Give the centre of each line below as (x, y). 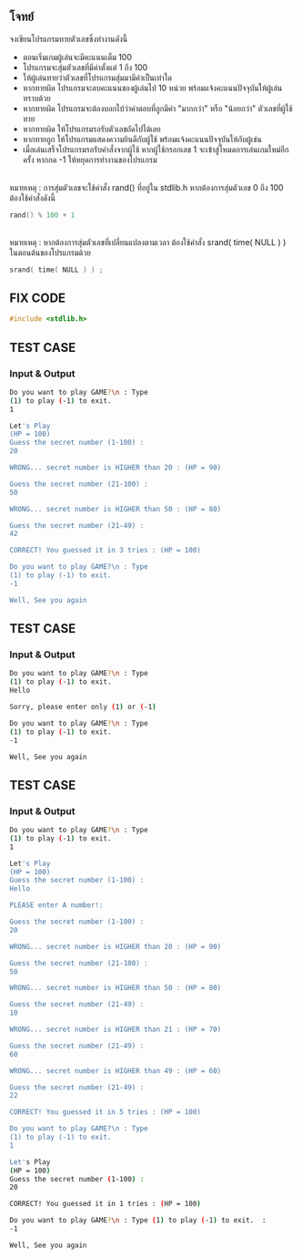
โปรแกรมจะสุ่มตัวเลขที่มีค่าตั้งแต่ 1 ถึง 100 (85, 67)
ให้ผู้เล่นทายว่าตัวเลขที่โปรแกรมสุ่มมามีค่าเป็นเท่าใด (97, 77)
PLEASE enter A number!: (56, 905)
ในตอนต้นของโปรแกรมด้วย (50, 253)
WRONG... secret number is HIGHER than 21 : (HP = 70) (116, 1030)
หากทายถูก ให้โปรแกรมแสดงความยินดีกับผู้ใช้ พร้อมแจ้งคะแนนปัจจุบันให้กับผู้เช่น (142, 139)
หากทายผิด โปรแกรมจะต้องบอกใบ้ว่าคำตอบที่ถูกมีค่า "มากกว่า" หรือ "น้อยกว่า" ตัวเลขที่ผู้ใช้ (157, 108)
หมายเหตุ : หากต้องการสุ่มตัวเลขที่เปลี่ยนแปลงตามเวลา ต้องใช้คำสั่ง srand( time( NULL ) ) (148, 242)
